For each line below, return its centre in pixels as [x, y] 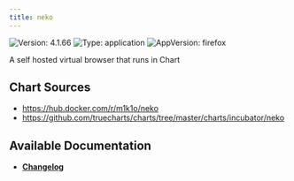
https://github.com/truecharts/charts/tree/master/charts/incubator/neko [153, 118]
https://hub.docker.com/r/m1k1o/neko [90, 109]
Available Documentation [81, 145]
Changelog [43, 167]
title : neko [31, 17]
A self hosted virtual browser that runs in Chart [95, 59]
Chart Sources [50, 88]
